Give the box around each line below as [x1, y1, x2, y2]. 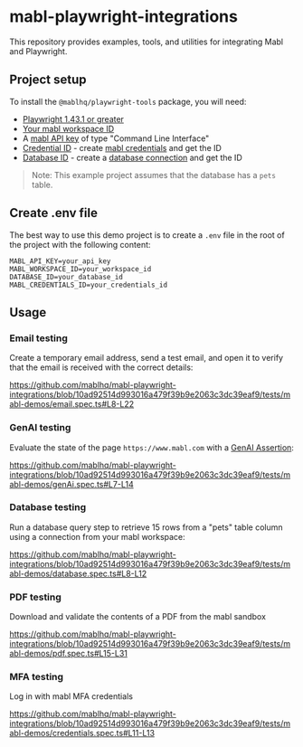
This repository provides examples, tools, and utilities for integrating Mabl [9, 36, 283, 47]
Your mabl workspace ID [22, 123, 115, 134]
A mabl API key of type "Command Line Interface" [22, 133, 210, 144]
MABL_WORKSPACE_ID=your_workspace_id [9, 264, 152, 273]
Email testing [9, 332, 68, 345]
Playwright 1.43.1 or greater [22, 113, 125, 124]
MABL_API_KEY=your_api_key [9, 256, 111, 266]
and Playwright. [9, 45, 68, 56]
